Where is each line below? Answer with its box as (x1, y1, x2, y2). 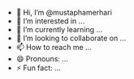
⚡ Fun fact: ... (15, 63, 61, 73)
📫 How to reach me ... (15, 43, 92, 52)
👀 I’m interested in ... (15, 16, 85, 26)
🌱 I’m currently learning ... (15, 25, 103, 34)
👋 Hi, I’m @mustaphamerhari (15, 8, 112, 17)
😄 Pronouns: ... (15, 54, 69, 64)
